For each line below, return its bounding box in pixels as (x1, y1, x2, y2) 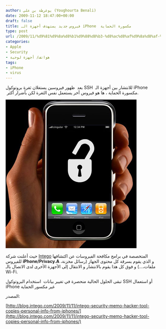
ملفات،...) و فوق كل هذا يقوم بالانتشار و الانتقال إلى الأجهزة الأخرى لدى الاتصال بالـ (5, 264, 156, 270)
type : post (5, 29, 28, 34)
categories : (5, 39, 30, 44)
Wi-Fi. (5, 269, 18, 275)
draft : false (5, 18, 33, 23)
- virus (5, 71, 22, 75)
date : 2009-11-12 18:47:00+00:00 (5, 13, 74, 18)
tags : (5, 60, 17, 65)
